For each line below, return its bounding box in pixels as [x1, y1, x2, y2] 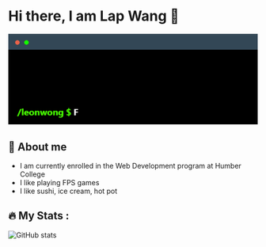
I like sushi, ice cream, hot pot [19, 186, 118, 196]
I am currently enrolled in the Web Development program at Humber [19, 161, 241, 171]
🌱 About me [8, 140, 67, 154]
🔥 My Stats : [8, 209, 70, 222]
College [19, 169, 46, 179]
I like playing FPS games [19, 178, 100, 188]
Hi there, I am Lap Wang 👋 [8, 7, 180, 25]
